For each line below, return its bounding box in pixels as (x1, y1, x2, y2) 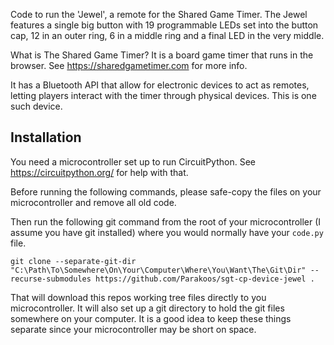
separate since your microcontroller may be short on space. (10, 323, 257, 335)
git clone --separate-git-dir (10, 256, 137, 266)
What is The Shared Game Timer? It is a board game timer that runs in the (10, 49, 314, 61)
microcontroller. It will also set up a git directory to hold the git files (10, 302, 285, 314)
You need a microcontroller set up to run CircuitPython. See (10, 155, 256, 168)
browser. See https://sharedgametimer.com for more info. (10, 60, 248, 71)
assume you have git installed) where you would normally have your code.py (10, 226, 324, 238)
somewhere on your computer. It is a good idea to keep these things (10, 312, 292, 324)
